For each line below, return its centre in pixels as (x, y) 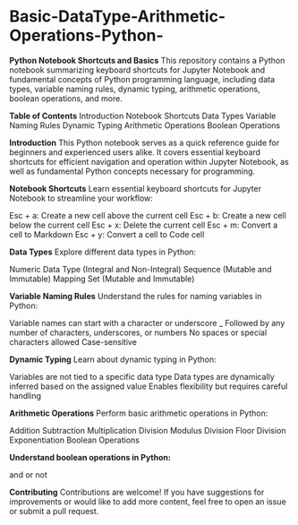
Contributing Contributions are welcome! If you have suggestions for (137, 492)
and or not (28, 474)
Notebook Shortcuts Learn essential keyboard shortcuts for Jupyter (136, 188)
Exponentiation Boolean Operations (75, 440)
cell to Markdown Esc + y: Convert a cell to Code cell (107, 234)
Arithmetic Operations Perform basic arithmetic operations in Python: (139, 413)
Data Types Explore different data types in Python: (103, 252)
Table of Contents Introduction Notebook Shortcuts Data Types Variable (143, 116)
